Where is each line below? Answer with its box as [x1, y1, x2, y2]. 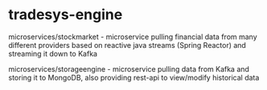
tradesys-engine [8, 6, 123, 24]
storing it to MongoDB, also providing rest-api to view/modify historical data [8, 72, 260, 82]
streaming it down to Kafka [8, 49, 98, 58]
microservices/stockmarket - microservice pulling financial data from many [8, 32, 257, 41]
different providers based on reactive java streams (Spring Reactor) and [8, 40, 247, 49]
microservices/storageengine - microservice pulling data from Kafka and [8, 64, 249, 73]
